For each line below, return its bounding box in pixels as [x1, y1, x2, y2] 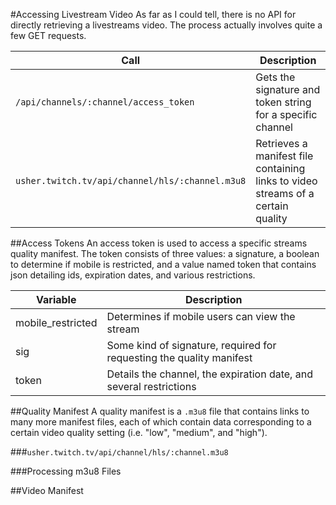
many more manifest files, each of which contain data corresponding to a [10, 416, 312, 428]
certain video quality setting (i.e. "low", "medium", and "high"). [10, 427, 268, 438]
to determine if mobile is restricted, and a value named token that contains [10, 259, 317, 270]
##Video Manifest [10, 485, 84, 496]
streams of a [255, 187, 315, 200]
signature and [255, 83, 321, 96]
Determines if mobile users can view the [106, 310, 296, 323]
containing [255, 162, 306, 175]
